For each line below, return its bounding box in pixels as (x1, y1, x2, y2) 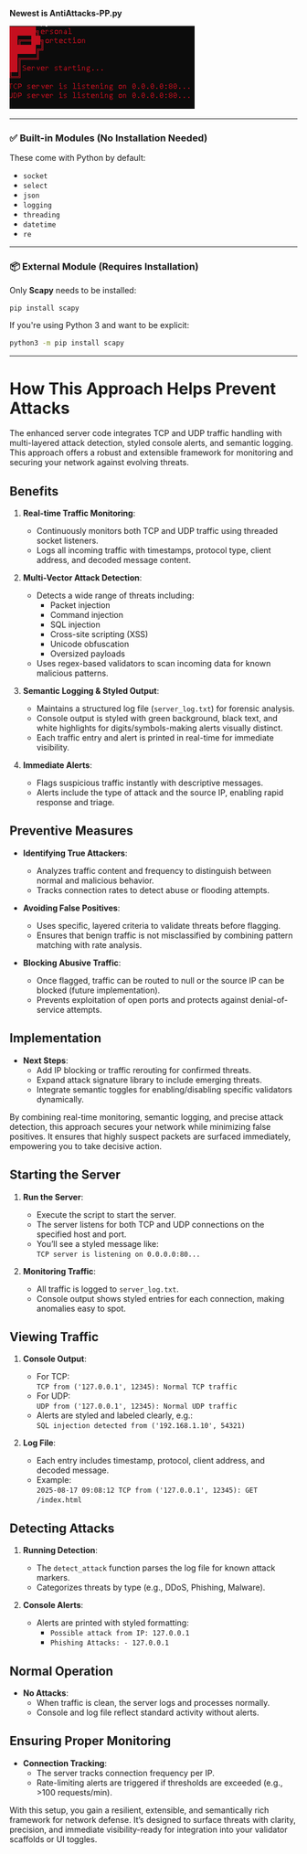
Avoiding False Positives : (22, 902, 121, 913)
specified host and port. (36, 1229, 127, 1240)
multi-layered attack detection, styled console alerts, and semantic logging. (9, 438, 294, 449)
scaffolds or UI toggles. (9, 1833, 98, 1845)
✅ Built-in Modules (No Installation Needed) (9, 132, 208, 144)
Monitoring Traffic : (22, 1265, 96, 1276)
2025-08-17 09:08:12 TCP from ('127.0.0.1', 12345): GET (36, 1486, 259, 1496)
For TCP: (36, 1371, 70, 1382)
